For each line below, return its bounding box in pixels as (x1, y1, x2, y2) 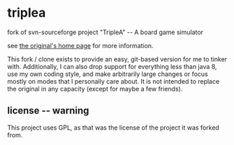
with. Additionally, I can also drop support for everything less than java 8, (7, 62, 217, 70)
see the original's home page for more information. (7, 41, 154, 49)
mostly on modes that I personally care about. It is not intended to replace (7, 77, 220, 85)
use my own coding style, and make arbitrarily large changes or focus (7, 70, 208, 78)
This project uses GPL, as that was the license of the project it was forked (7, 123, 220, 132)
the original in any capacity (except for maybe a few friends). (7, 84, 183, 93)
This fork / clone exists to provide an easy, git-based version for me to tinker (7, 54, 228, 63)
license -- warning (7, 105, 89, 116)
